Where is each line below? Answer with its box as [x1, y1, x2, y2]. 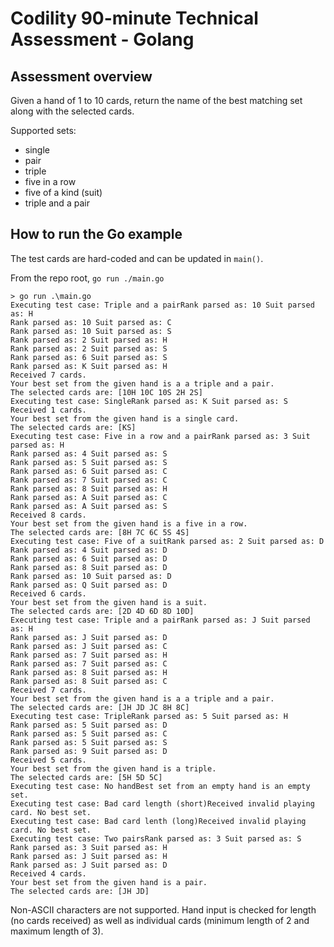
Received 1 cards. [10, 405, 87, 415]
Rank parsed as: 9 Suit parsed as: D [10, 746, 168, 756]
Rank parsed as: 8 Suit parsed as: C [10, 676, 168, 686]
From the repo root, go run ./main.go [10, 272, 165, 284]
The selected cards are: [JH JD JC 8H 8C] [10, 702, 190, 712]
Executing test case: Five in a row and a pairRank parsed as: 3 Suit [10, 431, 311, 441]
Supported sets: [10, 125, 77, 136]
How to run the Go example [10, 226, 183, 243]
